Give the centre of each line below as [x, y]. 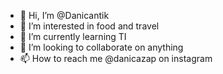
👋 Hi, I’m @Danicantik [64, 15]
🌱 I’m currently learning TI [73, 36]
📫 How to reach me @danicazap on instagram [116, 58]
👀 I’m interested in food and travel [89, 26]
